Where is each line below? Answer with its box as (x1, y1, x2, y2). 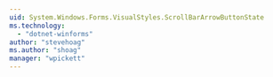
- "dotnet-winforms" (17, 29, 93, 38)
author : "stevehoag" (9, 37, 86, 47)
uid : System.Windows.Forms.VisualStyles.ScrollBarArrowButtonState (9, 12, 265, 22)
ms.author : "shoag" (9, 46, 82, 55)
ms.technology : (9, 21, 66, 30)
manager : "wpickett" (9, 54, 86, 63)
